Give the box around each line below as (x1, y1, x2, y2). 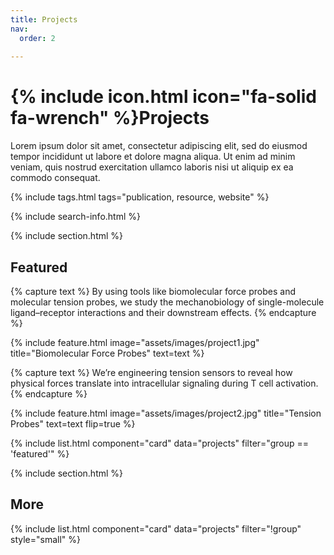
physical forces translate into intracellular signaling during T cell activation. (10, 377, 319, 389)
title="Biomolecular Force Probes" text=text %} (10, 347, 205, 359)
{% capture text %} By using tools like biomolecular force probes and (10, 286, 296, 297)
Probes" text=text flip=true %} (10, 418, 136, 430)
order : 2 (19, 33, 56, 43)
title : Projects (10, 14, 78, 25)
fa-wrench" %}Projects (10, 107, 210, 130)
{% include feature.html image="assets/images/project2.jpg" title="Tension (10, 407, 322, 419)
